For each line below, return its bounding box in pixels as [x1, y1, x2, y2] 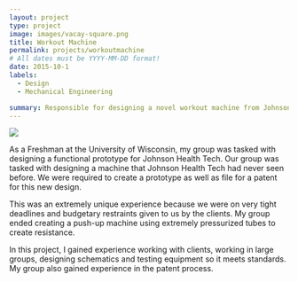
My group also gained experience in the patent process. [9, 263, 215, 274]
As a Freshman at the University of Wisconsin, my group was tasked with [9, 144, 277, 155]
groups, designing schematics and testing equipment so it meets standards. [9, 254, 286, 264]
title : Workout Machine [9, 37, 98, 47]
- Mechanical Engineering [17, 87, 114, 96]
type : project [9, 21, 62, 30]
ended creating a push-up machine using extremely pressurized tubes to [9, 218, 277, 229]
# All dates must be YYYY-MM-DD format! [9, 54, 161, 63]
